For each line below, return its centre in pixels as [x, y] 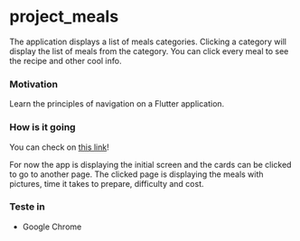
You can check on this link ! [60, 147]
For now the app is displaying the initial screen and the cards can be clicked [150, 164]
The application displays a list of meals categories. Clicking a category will [148, 42]
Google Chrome [52, 227]
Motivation [34, 84]
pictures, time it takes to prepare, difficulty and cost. [107, 183]
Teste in [27, 207]
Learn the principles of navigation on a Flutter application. [117, 104]
